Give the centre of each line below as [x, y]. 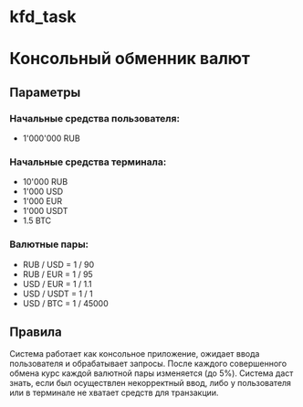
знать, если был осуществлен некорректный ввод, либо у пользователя [151, 383]
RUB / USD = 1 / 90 [58, 264]
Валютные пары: [49, 244]
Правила [36, 332]
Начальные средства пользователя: [95, 118]
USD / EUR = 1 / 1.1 [57, 284]
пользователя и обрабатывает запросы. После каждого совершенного [148, 364]
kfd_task [43, 17]
